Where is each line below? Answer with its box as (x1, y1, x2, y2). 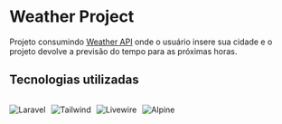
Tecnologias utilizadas (9, 72, 139, 88)
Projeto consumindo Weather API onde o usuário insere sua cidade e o (9, 36, 273, 47)
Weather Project (9, 6, 135, 27)
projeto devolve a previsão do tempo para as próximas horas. (9, 45, 238, 56)
